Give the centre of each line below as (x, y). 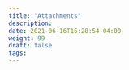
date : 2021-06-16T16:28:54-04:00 (65, 31)
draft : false (30, 46)
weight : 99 (27, 38)
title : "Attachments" (45, 16)
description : (30, 23)
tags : (17, 53)
